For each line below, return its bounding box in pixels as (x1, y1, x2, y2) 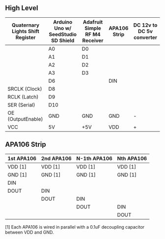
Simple (84, 25, 102, 32)
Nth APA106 (117, 155, 147, 162)
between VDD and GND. (5, 229, 54, 235)
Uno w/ (54, 25, 72, 32)
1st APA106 (7, 155, 37, 162)
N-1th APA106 (76, 155, 113, 162)
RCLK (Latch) (7, 93, 39, 100)
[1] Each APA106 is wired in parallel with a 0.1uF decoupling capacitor (5, 224, 145, 230)
